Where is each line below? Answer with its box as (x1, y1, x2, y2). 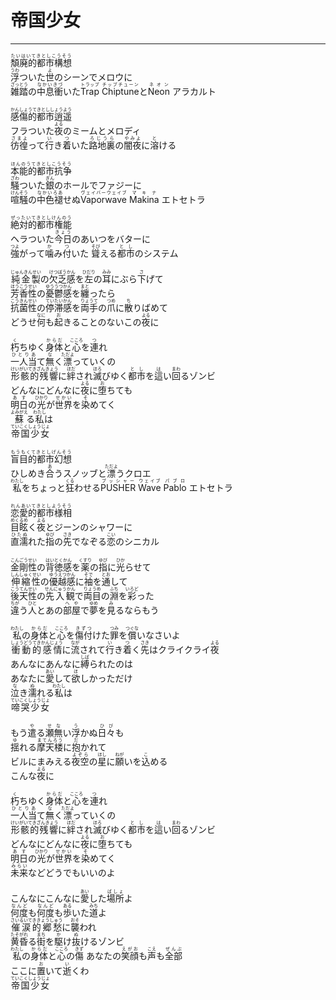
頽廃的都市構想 (10, 56, 72, 68)
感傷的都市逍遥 (10, 111, 72, 123)
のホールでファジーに (54, 179, 142, 191)
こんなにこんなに (10, 892, 81, 904)
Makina (128, 193, 160, 205)
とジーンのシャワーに (45, 521, 133, 533)
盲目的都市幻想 (10, 452, 72, 465)
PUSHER (100, 481, 137, 493)
